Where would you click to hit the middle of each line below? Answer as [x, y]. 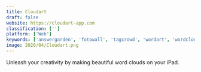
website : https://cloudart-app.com [51, 23]
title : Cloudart [26, 12]
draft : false [22, 17]
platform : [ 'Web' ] [29, 34]
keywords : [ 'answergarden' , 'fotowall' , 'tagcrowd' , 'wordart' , [88, 40]
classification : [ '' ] [33, 28]
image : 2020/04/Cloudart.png [42, 46]
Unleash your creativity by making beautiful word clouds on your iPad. [93, 62]
